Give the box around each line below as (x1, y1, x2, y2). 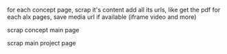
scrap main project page (7, 39, 77, 47)
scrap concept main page (7, 26, 80, 34)
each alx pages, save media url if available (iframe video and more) (7, 13, 197, 21)
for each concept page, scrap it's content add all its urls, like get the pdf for (7, 6, 221, 13)
